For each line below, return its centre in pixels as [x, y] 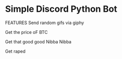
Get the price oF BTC [26, 32]
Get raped [15, 51]
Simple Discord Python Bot [61, 9]
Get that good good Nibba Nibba [38, 42]
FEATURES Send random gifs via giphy [45, 23]
